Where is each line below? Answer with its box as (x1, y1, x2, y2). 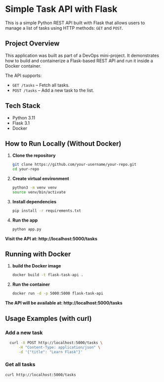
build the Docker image (12, 263, 61, 269)
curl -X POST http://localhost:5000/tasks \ (9, 340, 103, 345)
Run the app (12, 217, 38, 223)
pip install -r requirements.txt (12, 208, 82, 213)
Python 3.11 (12, 115, 36, 120)
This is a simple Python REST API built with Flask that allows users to (5, 20, 145, 26)
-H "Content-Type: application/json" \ (18, 344, 100, 350)
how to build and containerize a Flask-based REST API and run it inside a (5, 58, 153, 64)
